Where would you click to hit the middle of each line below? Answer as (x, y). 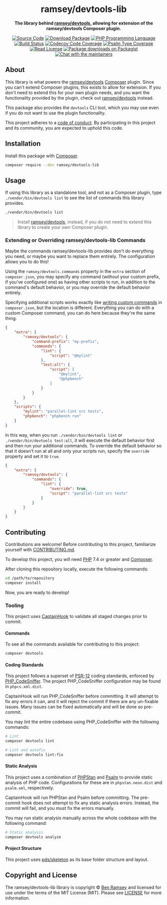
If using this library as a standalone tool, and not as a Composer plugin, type (83, 193)
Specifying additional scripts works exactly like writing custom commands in (83, 303)
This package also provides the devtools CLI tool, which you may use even (82, 107)
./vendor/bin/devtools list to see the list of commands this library (75, 198)
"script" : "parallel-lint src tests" (89, 493)
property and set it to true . (32, 456)
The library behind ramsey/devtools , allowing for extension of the (84, 23)
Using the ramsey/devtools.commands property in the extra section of (75, 271)
